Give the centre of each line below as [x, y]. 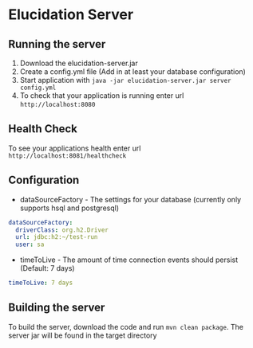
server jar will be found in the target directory [83, 335]
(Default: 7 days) [47, 268]
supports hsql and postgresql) [69, 208]
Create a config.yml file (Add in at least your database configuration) [132, 72]
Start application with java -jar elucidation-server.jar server [125, 80]
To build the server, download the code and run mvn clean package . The [126, 326]
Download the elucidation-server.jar [79, 63]
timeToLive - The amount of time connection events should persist [129, 260]
